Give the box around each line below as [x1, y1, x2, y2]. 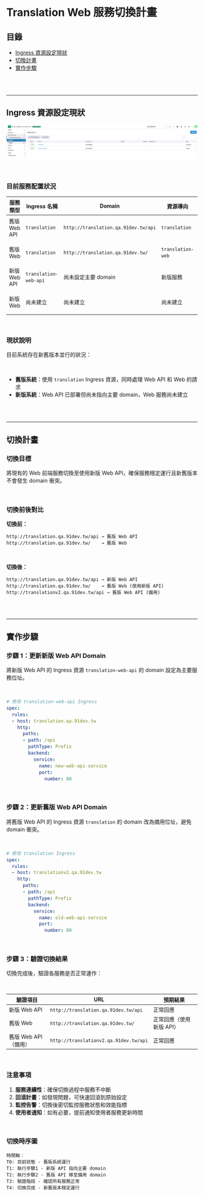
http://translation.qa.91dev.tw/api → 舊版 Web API [6, 534, 138, 540]
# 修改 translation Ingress [6, 850, 76, 856]
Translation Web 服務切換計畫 [6, 5, 158, 19]
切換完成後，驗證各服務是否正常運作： [6, 970, 102, 977]
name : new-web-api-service [38, 763, 107, 769]
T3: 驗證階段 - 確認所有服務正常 [6, 1178, 80, 1184]
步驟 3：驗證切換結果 [6, 955, 68, 963]
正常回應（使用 [153, 1016, 191, 1023]
